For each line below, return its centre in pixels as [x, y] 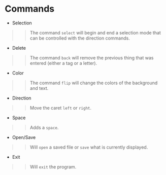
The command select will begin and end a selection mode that [95, 32]
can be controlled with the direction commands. [80, 38]
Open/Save [24, 137]
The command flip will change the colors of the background [94, 83]
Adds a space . [44, 127]
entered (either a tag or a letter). [63, 63]
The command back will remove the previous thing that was [92, 58]
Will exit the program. [53, 167]
